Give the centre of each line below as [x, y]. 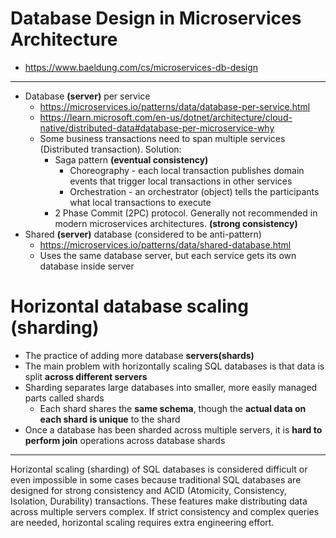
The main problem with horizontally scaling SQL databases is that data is [174, 366]
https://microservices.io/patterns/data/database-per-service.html [175, 106]
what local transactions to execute [140, 202]
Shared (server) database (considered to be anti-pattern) [143, 234]
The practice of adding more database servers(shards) [139, 355]
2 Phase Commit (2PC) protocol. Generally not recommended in [186, 213]
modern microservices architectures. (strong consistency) [176, 223]
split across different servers [86, 376]
